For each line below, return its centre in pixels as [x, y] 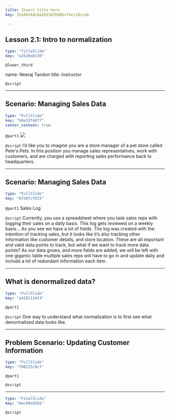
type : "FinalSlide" [26, 399]
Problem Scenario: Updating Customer [68, 343]
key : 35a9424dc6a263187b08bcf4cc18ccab [47, 15]
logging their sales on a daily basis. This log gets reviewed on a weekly [79, 223]
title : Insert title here [32, 10]
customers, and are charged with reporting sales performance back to [78, 156]
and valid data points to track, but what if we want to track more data [77, 245]
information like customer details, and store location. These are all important [85, 240]
